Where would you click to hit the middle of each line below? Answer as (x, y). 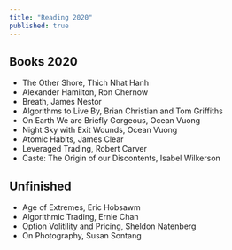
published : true (39, 26)
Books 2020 (43, 62)
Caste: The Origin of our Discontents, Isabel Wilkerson (121, 158)
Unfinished (41, 186)
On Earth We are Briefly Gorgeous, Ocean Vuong (111, 121)
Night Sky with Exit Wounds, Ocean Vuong (100, 130)
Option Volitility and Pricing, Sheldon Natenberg (109, 226)
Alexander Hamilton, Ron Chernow (85, 92)
